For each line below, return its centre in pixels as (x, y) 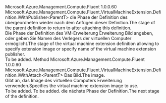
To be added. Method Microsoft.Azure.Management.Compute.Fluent (75, 59)
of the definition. (22, 96)
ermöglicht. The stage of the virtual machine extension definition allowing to (82, 44)
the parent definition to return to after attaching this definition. (68, 28)
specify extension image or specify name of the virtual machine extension (81, 49)
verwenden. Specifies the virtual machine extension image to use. (72, 86)
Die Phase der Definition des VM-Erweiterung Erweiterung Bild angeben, (79, 33)
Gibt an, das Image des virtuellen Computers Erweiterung (64, 80)
